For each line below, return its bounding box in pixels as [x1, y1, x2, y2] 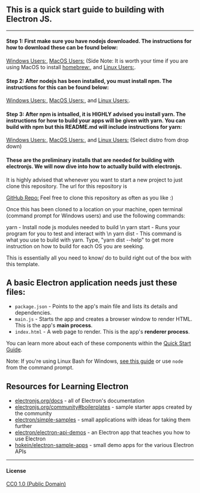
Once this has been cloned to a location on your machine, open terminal [6, 205, 183, 212]
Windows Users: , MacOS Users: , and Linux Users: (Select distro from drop [6, 137, 189, 144]
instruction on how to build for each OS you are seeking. [6, 242, 145, 249]
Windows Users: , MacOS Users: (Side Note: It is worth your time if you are [6, 57, 189, 64]
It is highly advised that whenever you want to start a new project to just [6, 176, 183, 183]
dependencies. [14, 309, 52, 316]
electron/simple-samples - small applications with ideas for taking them [14, 416, 190, 423]
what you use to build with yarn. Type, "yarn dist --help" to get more [6, 236, 174, 244]
